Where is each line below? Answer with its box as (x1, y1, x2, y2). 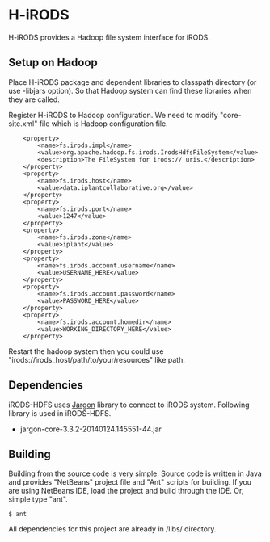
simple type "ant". (8, 494, 69, 504)
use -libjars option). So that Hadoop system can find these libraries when (8, 86, 252, 95)
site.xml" (8, 119, 38, 128)
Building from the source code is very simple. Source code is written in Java (8, 468, 263, 478)
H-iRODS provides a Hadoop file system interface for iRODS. (8, 32, 210, 42)
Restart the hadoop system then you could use (8, 346, 164, 356)
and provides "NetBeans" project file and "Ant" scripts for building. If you (8, 477, 252, 487)
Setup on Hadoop (8, 56, 99, 69)
